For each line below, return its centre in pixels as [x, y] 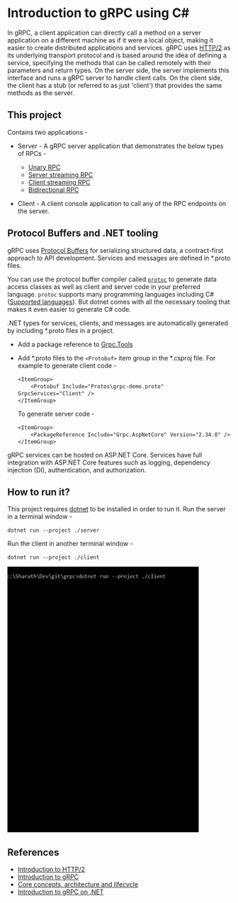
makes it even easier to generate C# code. [69, 309]
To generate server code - [56, 414]
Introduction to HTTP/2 [51, 870]
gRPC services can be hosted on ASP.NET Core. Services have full [105, 455]
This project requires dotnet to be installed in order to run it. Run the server [117, 509]
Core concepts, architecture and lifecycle [78, 885]
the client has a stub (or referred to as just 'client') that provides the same [115, 85]
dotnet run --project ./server [53, 530]
